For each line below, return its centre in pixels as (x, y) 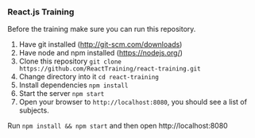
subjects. (34, 110)
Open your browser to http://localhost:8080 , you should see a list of (133, 102)
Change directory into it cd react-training (89, 77)
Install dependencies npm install (73, 85)
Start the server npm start (62, 94)
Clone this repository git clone (70, 61)
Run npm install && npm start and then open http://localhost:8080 (118, 126)
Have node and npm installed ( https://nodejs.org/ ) (101, 53)
